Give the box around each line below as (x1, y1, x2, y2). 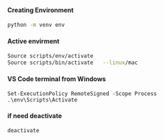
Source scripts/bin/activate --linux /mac (7, 59, 138, 67)
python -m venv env (7, 21, 65, 28)
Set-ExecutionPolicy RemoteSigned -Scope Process (7, 90, 158, 97)
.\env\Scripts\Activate (7, 97, 78, 104)
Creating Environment (7, 6, 74, 14)
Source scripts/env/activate (7, 53, 94, 60)
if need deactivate (7, 111, 62, 120)
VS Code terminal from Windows (7, 75, 106, 83)
